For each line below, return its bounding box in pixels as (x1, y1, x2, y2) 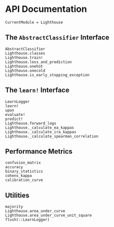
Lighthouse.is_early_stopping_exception (5, 72, 90, 77)
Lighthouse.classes (5, 51, 46, 56)
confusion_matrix (5, 160, 41, 166)
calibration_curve (5, 177, 43, 183)
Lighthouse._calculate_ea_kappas (5, 125, 74, 130)
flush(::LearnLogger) (5, 217, 50, 223)
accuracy (5, 165, 23, 170)
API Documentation (5, 3, 87, 15)
